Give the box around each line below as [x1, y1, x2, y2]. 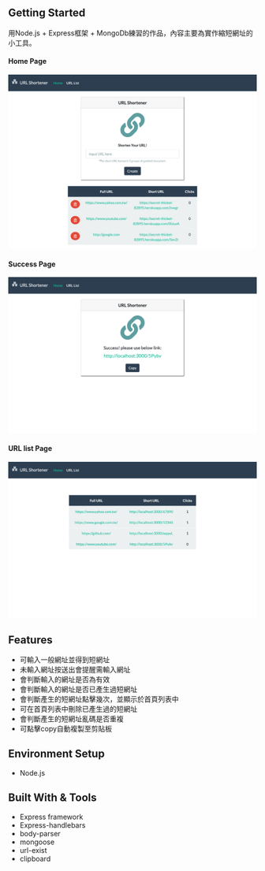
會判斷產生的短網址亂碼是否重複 [19, 714, 124, 724]
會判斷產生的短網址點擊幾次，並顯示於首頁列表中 [19, 694, 179, 704]
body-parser [19, 828, 61, 838]
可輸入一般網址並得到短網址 [19, 655, 110, 664]
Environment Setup [8, 747, 105, 761]
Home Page [8, 57, 47, 66]
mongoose [19, 837, 55, 847]
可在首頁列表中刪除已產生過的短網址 [19, 705, 138, 714]
